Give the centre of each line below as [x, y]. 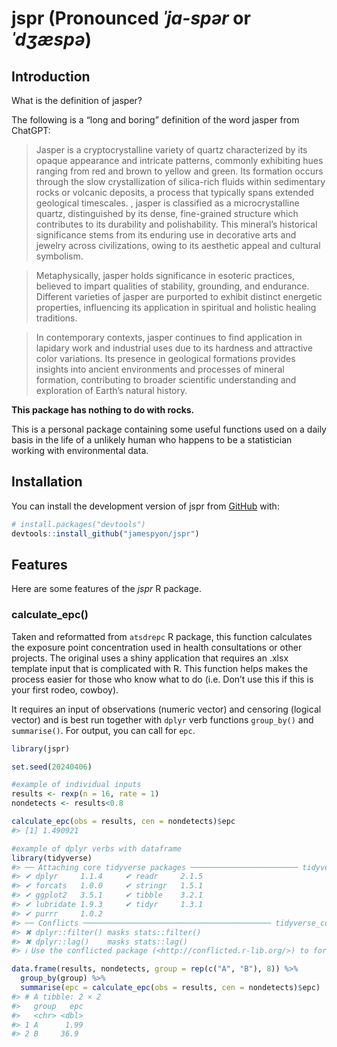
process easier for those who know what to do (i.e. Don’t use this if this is [162, 679]
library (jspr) [41, 748]
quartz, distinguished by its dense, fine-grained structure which [167, 213]
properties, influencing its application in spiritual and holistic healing [176, 307]
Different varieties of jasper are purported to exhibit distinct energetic [179, 296]
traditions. [56, 318]
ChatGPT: [31, 130]
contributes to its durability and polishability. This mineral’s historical [176, 224]
